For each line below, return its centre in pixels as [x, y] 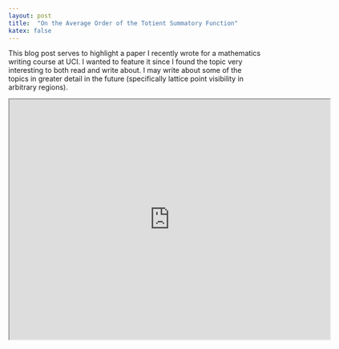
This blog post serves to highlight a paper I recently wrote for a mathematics [135, 54]
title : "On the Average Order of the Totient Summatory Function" [123, 23]
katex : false [30, 30]
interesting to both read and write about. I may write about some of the [125, 70]
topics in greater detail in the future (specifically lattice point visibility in [126, 79]
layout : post [30, 16]
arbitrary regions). [38, 87]
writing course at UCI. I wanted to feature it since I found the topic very [125, 62]
